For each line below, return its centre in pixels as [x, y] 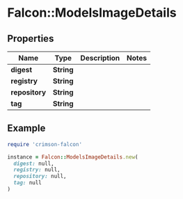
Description [100, 58]
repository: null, [40, 176]
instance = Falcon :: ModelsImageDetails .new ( [73, 157]
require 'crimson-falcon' [45, 144]
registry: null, [37, 170]
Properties [31, 39]
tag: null [27, 183]
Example [26, 128]
